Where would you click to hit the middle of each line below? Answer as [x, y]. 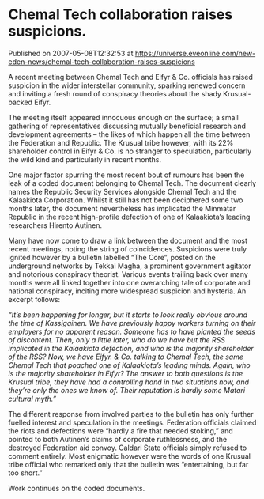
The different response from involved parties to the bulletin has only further [131, 414]
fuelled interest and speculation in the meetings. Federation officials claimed [132, 422]
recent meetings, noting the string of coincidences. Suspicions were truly [128, 249]
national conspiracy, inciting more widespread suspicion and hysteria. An [127, 291]
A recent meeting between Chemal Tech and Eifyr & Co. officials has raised [130, 77]
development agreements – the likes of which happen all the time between [129, 134]
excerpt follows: [34, 299]
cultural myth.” [32, 399]
